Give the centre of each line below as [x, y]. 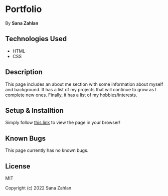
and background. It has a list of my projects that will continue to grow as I [81, 89]
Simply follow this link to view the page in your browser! [63, 123]
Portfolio [24, 9]
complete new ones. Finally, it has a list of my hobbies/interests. [71, 95]
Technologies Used [36, 39]
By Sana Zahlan [22, 23]
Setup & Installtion [35, 111]
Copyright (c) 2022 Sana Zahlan [38, 188]
